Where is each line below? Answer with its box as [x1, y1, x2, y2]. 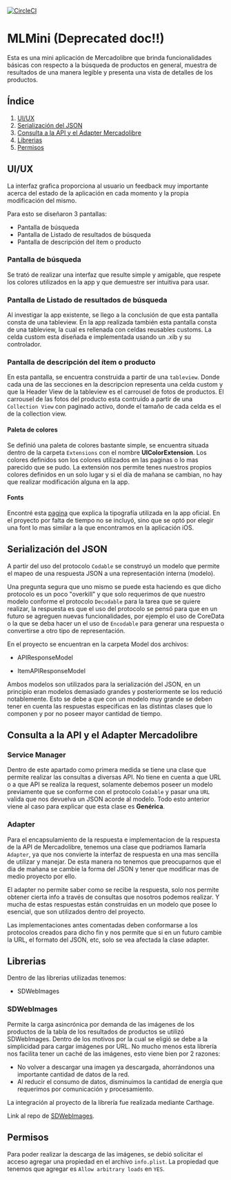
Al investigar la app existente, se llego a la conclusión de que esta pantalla [7, 311, 219, 319]
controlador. [7, 340, 42, 349]
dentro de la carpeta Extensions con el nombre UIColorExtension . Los [7, 448, 207, 456]
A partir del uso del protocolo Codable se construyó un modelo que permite [7, 561, 220, 570]
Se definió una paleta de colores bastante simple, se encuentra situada [7, 441, 209, 449]
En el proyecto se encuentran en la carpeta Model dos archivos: [7, 639, 189, 648]
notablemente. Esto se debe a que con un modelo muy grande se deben [7, 695, 212, 703]
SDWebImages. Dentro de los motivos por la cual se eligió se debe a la [7, 1034, 208, 1043]
